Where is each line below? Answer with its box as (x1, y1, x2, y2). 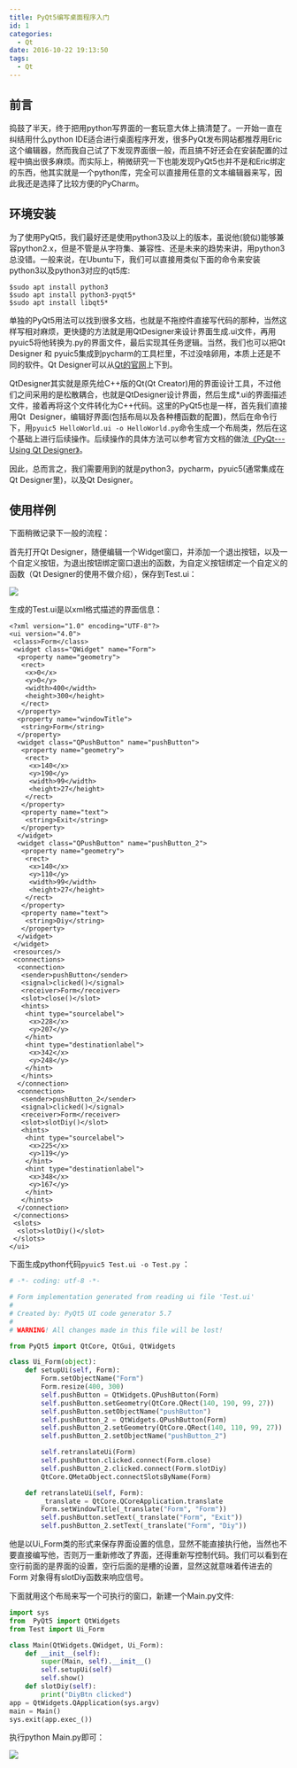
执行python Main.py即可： (9, 1732, 105, 1742)
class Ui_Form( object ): (9, 1358, 97, 1367)
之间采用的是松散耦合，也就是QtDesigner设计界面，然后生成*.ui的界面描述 (16, 389, 287, 400)
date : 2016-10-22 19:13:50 (9, 46, 109, 55)
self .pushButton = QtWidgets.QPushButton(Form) (41, 1390, 219, 1399)
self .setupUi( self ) (41, 1665, 113, 1675)
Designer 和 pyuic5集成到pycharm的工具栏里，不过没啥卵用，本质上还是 (9, 347, 274, 359)
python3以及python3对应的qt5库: (9, 265, 131, 276)
